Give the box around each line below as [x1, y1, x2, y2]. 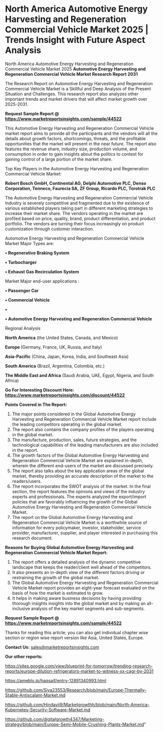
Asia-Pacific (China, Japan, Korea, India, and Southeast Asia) [5, 354, 129, 359]
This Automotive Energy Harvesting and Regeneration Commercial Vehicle [5, 125, 154, 131]
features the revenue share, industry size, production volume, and [5, 146, 137, 152]
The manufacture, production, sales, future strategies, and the [12, 437, 137, 443]
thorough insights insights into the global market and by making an [12, 600, 146, 606]
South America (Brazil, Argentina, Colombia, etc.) [5, 363, 105, 369]
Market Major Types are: [5, 240, 54, 246]
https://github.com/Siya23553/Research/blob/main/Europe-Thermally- [5, 687, 147, 693]
